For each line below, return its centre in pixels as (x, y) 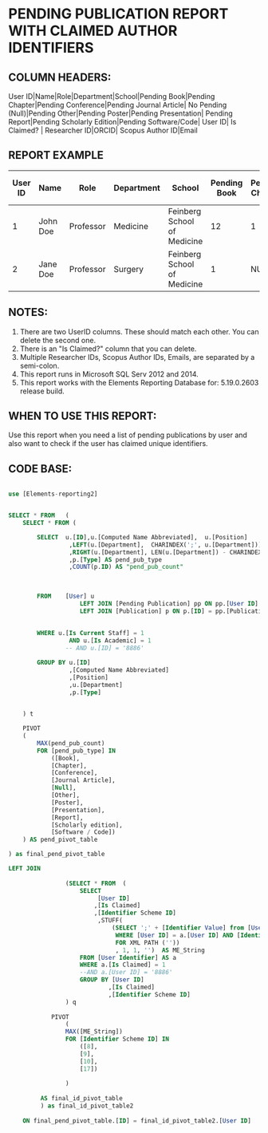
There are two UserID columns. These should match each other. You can (139, 331)
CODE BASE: (40, 469)
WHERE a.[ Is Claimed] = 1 (122, 965)
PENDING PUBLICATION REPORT (118, 14)
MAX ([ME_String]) (94, 1032)
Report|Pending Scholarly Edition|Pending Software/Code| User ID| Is (122, 122)
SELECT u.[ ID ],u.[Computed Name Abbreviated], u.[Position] (142, 537)
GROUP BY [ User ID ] (112, 980)
